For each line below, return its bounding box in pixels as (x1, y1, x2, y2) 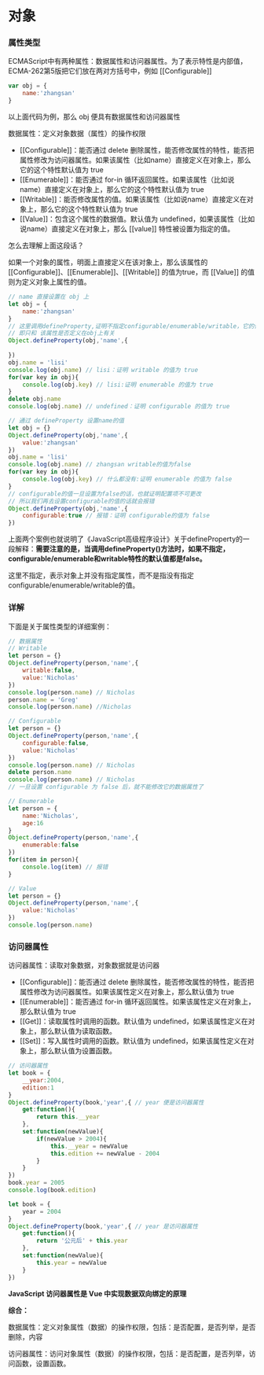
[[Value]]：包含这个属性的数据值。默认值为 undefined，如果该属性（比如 (19, 214, 255, 224)
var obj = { (8, 82, 47, 90)
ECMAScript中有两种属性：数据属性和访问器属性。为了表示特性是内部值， (8, 57, 247, 66)
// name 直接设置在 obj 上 (8, 293, 90, 301)
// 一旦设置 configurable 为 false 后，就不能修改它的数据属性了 (8, 783, 204, 791)
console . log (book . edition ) (8, 1186, 97, 1194)
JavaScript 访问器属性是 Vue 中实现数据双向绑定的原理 (8, 1288, 187, 1298)
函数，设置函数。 (14, 1358, 71, 1368)
